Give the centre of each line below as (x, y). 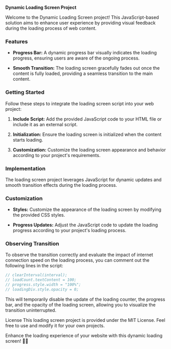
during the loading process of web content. (51, 28)
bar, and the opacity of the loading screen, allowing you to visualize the (81, 304)
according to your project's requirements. (57, 155)
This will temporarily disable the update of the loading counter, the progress (85, 299)
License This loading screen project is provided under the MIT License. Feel (85, 320)
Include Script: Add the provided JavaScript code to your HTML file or (87, 119)
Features (17, 42)
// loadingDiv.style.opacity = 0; (42, 289)
